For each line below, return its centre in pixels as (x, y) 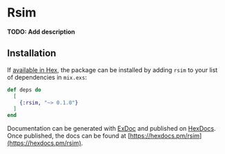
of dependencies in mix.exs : (47, 77)
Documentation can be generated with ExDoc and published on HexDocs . (111, 129)
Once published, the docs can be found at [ (69, 136)
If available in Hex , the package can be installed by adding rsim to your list (112, 69)
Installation (32, 53)
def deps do (24, 90)
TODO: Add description (41, 32)
